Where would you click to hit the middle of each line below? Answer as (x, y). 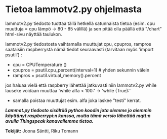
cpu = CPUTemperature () (39, 64)
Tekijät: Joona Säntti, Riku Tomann (42, 131)
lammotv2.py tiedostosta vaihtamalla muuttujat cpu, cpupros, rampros (78, 44)
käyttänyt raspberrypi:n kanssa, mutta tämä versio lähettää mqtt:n (78, 116)
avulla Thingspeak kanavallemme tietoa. (49, 121)
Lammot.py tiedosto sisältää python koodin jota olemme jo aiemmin (78, 110)
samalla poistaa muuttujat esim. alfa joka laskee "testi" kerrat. (77, 100)
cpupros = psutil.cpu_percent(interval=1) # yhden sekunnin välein (81, 70)
